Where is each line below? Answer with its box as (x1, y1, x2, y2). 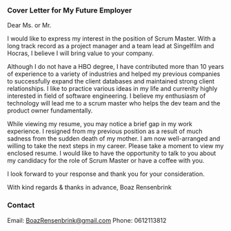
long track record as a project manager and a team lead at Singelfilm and (7, 42, 214, 50)
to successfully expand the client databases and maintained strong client (7, 77, 215, 86)
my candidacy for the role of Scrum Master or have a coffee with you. (7, 157, 205, 165)
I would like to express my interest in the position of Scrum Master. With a (7, 34, 216, 43)
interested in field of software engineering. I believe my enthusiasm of (7, 92, 206, 100)
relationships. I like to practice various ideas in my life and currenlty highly (7, 85, 218, 93)
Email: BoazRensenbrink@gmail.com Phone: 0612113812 (7, 216, 167, 224)
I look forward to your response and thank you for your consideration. (7, 170, 205, 178)
